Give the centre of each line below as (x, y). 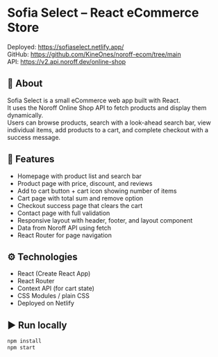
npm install (24, 341)
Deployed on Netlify (46, 303)
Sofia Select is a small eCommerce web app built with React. (94, 100)
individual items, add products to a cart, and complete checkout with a (108, 129)
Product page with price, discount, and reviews (85, 183)
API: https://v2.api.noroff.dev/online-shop (67, 61)
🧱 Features (31, 159)
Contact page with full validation (64, 213)
